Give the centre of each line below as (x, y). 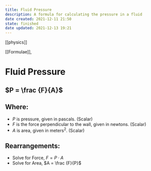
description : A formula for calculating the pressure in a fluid (74, 14)
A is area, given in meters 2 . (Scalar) (48, 130)
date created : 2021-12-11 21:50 (38, 19)
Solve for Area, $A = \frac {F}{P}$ (47, 163)
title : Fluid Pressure (28, 10)
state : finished (22, 24)
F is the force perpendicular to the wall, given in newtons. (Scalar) (79, 124)
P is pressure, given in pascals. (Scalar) (52, 119)
